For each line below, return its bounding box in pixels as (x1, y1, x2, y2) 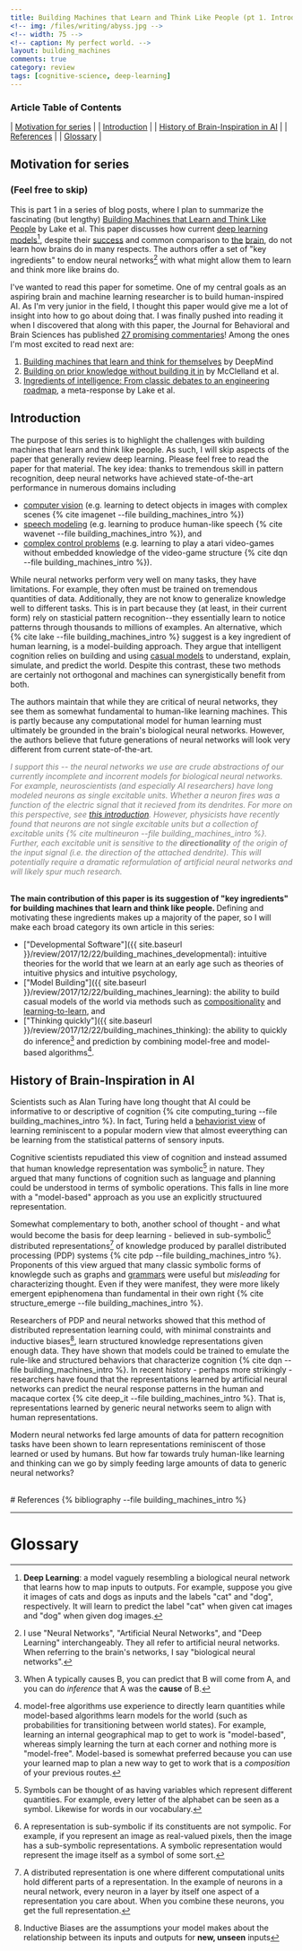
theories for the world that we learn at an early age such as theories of (22, 958, 284, 968)
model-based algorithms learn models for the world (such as (22, 1710, 248, 1721)
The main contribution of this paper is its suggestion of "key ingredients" (10, 893, 289, 904)
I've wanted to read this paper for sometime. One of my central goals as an (10, 282, 287, 292)
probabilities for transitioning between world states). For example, (22, 1719, 267, 1730)
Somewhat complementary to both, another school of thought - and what (10, 1218, 280, 1229)
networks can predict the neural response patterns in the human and (10, 1383, 264, 1394)
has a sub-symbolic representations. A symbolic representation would (22, 1840, 282, 1851)
